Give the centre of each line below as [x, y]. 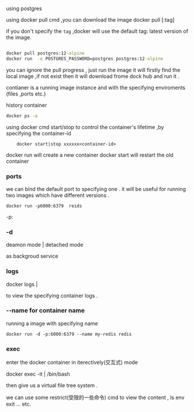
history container [27, 105]
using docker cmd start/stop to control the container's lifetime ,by [85, 127]
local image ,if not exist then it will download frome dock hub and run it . [93, 76]
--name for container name [45, 311]
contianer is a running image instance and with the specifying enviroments [96, 87]
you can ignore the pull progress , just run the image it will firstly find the [93, 70]
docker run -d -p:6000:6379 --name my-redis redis [69, 334]
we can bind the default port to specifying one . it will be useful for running [96, 189]
